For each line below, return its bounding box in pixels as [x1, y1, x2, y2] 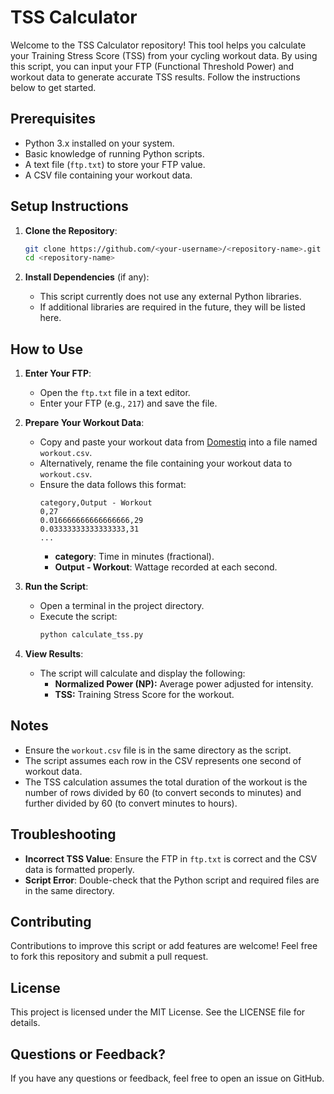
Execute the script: [39, 611, 118, 623]
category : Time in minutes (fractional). [54, 551, 215, 563]
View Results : [24, 648, 84, 660]
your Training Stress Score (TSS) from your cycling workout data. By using [10, 49, 318, 61]
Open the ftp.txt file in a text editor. [39, 387, 191, 399]
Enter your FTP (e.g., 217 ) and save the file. [39, 397, 218, 410]
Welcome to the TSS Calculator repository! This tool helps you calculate [10, 39, 307, 51]
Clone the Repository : [24, 224, 118, 236]
